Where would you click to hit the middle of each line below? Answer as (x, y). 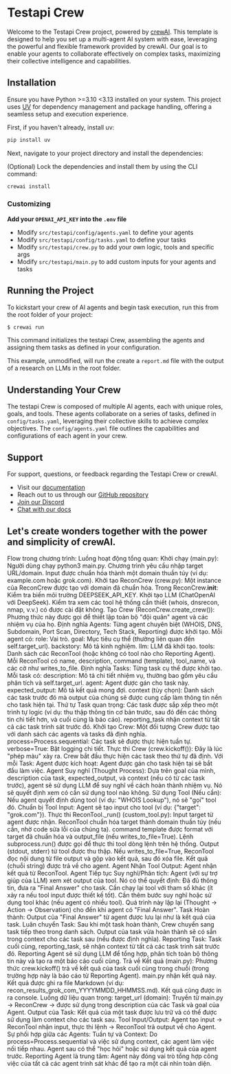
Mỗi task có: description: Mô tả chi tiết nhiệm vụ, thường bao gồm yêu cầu (112, 675)
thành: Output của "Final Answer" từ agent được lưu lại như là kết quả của (111, 917)
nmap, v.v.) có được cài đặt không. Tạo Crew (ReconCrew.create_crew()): (111, 609)
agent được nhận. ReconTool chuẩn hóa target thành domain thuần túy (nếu (114, 822)
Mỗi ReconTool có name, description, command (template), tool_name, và (111, 661)
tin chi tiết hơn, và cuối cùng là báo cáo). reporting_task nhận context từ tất (113, 719)
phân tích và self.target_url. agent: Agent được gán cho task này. (99, 683)
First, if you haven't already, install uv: (61, 127)
